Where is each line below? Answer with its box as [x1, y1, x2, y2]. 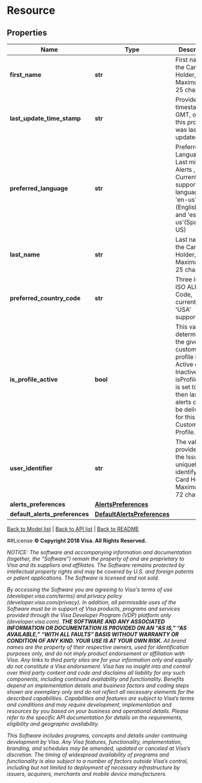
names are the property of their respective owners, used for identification [7, 643, 189, 651]
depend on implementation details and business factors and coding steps [7, 682, 189, 689]
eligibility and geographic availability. [7, 720, 100, 727]
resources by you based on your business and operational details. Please [7, 708, 189, 714]
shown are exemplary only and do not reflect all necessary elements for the [7, 689, 194, 695]
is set [175, 383, 191, 391]
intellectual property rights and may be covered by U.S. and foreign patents [7, 568, 194, 575]
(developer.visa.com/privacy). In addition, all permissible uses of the [7, 599, 176, 605]
